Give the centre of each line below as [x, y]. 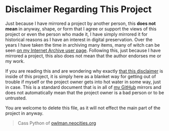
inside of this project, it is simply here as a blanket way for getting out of [81, 76]
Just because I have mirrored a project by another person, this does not [80, 23]
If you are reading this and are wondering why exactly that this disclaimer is [84, 71]
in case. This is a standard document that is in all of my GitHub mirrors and [83, 87]
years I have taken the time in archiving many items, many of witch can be [83, 45]
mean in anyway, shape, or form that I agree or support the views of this [81, 28]
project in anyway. [24, 113]
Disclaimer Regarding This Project [79, 9]
